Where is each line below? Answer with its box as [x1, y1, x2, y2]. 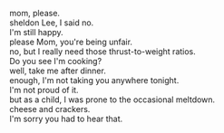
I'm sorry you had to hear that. [9, 113, 123, 124]
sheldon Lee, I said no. [9, 17, 94, 28]
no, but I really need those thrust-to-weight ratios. [9, 46, 197, 57]
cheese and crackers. [9, 104, 91, 114]
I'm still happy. [9, 27, 63, 37]
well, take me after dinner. [9, 65, 106, 76]
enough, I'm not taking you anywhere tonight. [9, 75, 180, 85]
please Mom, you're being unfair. [9, 36, 133, 47]
